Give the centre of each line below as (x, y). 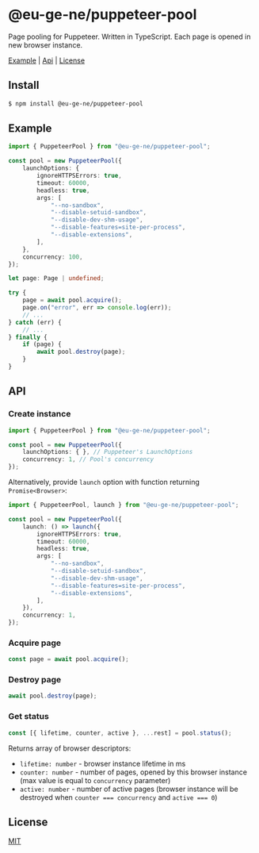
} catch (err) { (35, 322)
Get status (29, 717)
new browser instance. (46, 44)
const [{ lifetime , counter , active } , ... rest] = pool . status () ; (120, 733)
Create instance (40, 414)
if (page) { (42, 344)
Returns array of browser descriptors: (70, 748)
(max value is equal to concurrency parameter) (95, 780)
